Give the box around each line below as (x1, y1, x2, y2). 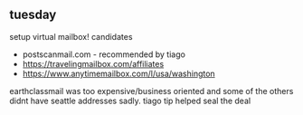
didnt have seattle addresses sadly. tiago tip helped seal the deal (9, 95, 251, 106)
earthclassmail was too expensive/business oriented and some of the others (9, 85, 294, 96)
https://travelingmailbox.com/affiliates (22, 58, 165, 69)
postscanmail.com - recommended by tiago (22, 49, 185, 60)
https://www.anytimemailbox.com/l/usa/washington (22, 68, 215, 79)
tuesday (9, 7, 57, 23)
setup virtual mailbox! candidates (9, 31, 133, 42)
